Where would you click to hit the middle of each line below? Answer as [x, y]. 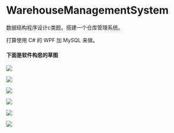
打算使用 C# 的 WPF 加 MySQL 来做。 [52, 40]
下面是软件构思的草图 [32, 55]
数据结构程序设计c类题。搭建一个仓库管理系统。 [65, 27]
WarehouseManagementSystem [87, 10]
